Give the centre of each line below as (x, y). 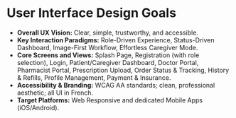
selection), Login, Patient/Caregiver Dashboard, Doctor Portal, (108, 62)
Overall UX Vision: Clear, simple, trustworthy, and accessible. (107, 33)
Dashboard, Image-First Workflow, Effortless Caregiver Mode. (107, 47)
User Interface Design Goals (92, 13)
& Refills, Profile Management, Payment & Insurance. (94, 77)
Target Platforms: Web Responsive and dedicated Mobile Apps (110, 100)
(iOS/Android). (38, 107)
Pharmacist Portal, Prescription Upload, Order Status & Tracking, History (123, 70)
